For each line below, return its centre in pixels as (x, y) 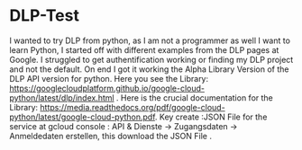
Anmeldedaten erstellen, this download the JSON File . (110, 136)
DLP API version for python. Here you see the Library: (109, 78)
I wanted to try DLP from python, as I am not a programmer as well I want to (150, 40)
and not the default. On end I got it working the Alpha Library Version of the (149, 69)
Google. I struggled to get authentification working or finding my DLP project (151, 59)
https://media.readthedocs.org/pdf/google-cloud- (133, 107)
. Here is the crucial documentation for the (194, 97)
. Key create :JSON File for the (211, 117)
